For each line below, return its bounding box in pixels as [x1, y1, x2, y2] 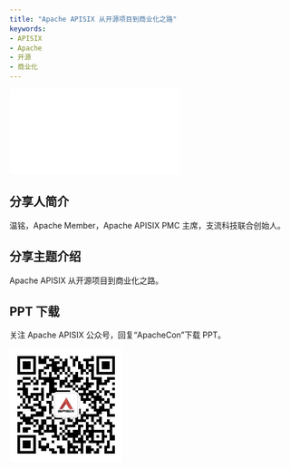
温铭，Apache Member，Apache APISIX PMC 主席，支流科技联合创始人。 [9, 220, 285, 230]
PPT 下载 [9, 304, 61, 319]
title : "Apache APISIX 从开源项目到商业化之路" [9, 15, 178, 24]
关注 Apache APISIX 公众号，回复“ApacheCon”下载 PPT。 [9, 329, 227, 340]
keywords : [9, 24, 47, 34]
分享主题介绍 [9, 249, 82, 265]
